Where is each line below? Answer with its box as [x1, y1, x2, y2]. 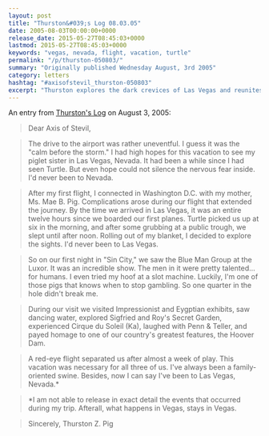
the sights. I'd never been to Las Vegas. [27, 239, 159, 249]
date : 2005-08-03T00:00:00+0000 [8, 26, 116, 34]
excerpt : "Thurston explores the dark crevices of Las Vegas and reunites [8, 86, 263, 94]
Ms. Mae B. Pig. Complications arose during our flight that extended [27, 197, 252, 206]
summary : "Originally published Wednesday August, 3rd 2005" [8, 64, 217, 72]
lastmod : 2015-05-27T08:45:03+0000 [8, 42, 127, 50]
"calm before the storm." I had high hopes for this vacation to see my [27, 147, 256, 157]
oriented [27, 371, 56, 381]
